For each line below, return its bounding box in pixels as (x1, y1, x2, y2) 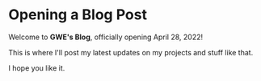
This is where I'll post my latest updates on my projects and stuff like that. (8, 47, 254, 57)
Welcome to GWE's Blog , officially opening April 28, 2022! (8, 32, 204, 42)
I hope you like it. (8, 63, 65, 73)
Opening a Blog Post (8, 6, 148, 24)
